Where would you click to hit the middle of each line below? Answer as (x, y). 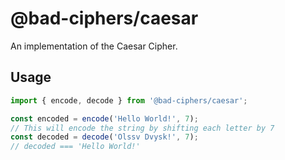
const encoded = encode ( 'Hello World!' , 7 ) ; (104, 118)
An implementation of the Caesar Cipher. (94, 46)
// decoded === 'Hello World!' (75, 147)
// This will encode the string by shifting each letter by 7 (142, 128)
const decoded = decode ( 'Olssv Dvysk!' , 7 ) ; (104, 137)
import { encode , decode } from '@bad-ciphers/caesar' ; (129, 100)
